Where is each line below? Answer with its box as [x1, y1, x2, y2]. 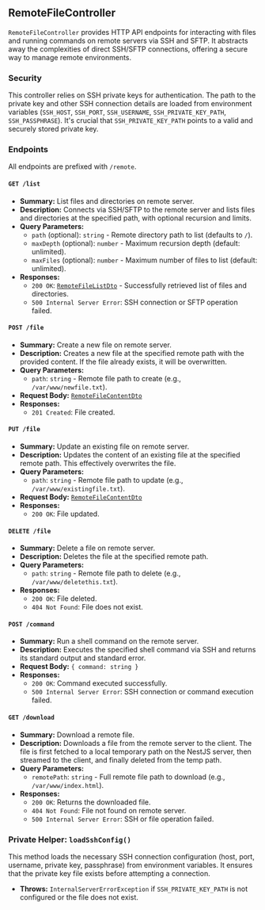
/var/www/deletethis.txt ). [31, 577, 119, 587]
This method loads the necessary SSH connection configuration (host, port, [8, 851, 255, 861]
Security [8, 72, 42, 83]
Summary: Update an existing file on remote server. [19, 442, 190, 451]
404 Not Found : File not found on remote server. [31, 805, 187, 815]
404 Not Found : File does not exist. [31, 602, 144, 612]
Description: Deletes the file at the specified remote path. [19, 552, 209, 561]
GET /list [8, 180, 41, 188]
